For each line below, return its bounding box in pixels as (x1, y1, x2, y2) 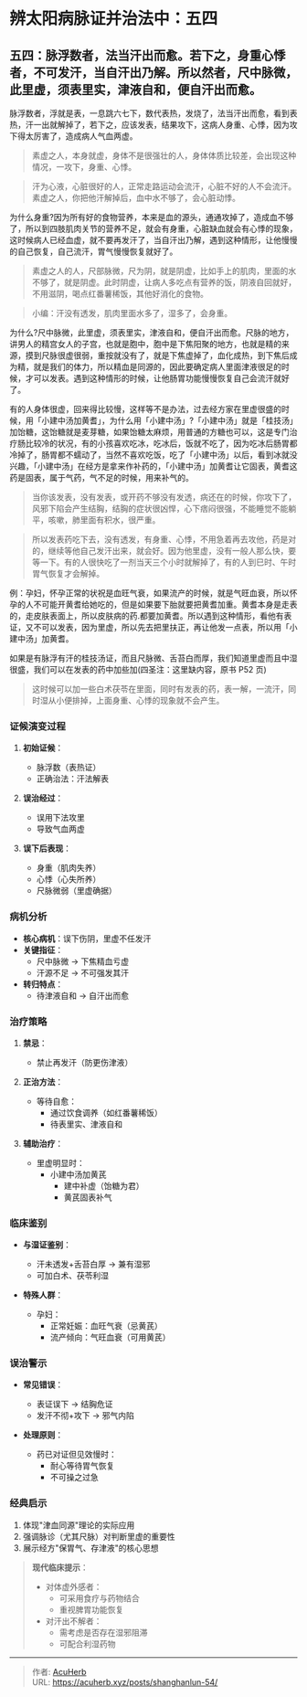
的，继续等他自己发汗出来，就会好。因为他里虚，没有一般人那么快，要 (31, 546, 297, 556)
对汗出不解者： (45, 1615, 102, 1627)
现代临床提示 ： (31, 1562, 89, 1573)
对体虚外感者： (45, 1581, 102, 1592)
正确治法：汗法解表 (36, 773, 110, 784)
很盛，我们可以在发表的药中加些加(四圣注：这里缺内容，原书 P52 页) (9, 664, 267, 674)
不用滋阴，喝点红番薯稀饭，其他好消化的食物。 (31, 289, 208, 299)
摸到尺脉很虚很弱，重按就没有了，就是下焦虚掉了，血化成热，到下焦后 (25, 350, 290, 361)
